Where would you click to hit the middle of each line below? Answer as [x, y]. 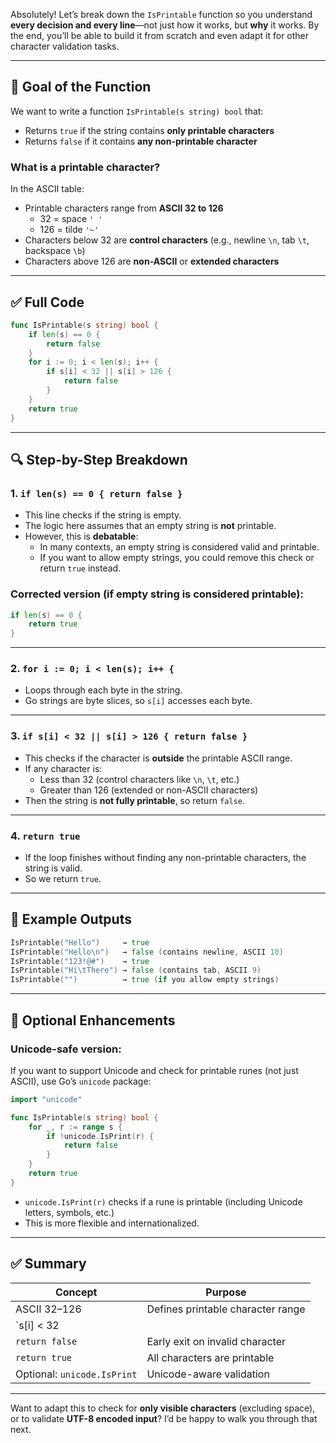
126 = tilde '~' [69, 230]
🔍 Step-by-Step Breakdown [99, 459]
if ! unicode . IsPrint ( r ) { [100, 1136]
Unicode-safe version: [66, 1049]
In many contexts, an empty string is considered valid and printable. [179, 547]
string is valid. [53, 868]
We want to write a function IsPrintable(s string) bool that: [137, 111]
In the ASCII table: [47, 189]
